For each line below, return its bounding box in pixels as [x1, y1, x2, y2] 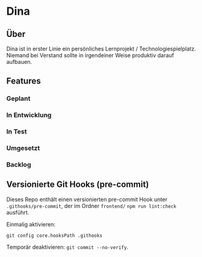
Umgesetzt [6, 144, 40, 152]
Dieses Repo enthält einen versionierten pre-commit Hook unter [6, 196, 168, 203]
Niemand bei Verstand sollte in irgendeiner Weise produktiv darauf [6, 52, 174, 59]
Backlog [6, 160, 32, 168]
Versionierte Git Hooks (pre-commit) [6, 180, 149, 190]
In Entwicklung [6, 111, 52, 119]
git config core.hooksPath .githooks [6, 232, 103, 239]
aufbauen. [6, 58, 32, 65]
